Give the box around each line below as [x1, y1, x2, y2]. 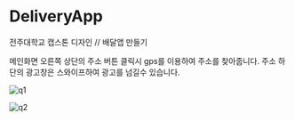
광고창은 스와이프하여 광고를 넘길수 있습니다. [25, 67, 180, 77]
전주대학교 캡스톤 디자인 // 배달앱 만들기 [9, 36, 148, 47]
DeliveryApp [9, 6, 104, 27]
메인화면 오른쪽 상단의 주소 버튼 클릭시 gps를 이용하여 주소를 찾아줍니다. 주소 [9, 55, 277, 66]
